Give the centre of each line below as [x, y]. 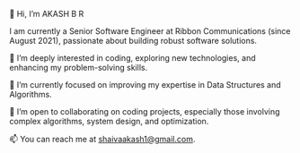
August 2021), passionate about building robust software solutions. [133, 41]
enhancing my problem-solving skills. [79, 68]
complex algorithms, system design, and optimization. [109, 121]
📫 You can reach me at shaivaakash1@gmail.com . [102, 139]
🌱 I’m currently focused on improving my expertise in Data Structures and [145, 85]
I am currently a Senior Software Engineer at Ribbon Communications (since [150, 31]
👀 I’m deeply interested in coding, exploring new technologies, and [132, 58]
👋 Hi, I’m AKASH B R [47, 14]
